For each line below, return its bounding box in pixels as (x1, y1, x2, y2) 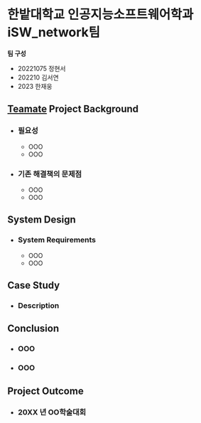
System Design (7, 214, 76, 226)
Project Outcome (7, 385, 84, 397)
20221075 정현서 (17, 64, 66, 73)
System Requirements (17, 235, 97, 245)
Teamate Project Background (7, 103, 139, 115)
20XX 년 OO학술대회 (17, 407, 87, 417)
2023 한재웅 (17, 82, 53, 90)
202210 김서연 (17, 73, 59, 82)
